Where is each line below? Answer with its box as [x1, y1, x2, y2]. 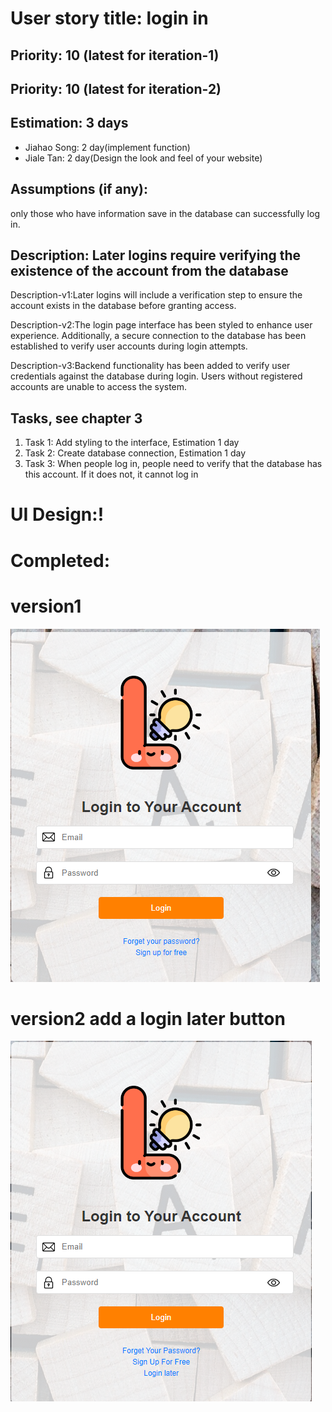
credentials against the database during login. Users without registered [10, 370, 303, 382]
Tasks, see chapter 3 [10, 410, 143, 427]
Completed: [10, 549, 111, 572]
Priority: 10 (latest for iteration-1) [10, 47, 220, 64]
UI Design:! [10, 503, 105, 526]
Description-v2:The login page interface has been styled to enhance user [10, 319, 313, 331]
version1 [10, 595, 82, 617]
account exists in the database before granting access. [10, 300, 237, 312]
